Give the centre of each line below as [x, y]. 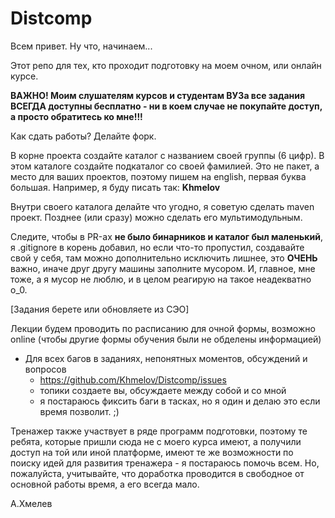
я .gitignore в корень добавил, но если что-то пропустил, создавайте [157, 247]
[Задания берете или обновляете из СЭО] [100, 309]
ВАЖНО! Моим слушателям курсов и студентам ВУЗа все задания [158, 95]
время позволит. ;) [79, 411]
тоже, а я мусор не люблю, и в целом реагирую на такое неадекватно [161, 279]
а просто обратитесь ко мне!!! [76, 116]
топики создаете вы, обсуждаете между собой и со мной [163, 390]
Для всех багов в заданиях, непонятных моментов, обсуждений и [166, 358]
